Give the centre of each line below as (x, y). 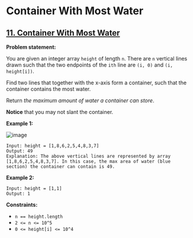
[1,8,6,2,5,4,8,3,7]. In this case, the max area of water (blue (88, 161)
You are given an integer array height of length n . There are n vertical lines (97, 58)
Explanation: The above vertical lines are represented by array (88, 156)
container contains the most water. (49, 89)
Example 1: (20, 123)
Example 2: (20, 177)
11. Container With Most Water (63, 33)
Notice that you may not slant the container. (60, 112)
